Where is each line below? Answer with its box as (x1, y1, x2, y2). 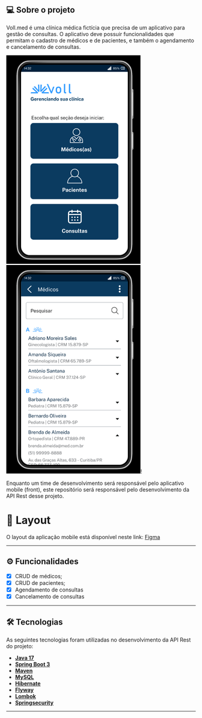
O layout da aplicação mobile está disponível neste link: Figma (6, 533, 161, 540)
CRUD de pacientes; (14, 579, 66, 586)
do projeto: (6, 642, 34, 649)
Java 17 (14, 654, 34, 661)
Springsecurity (14, 699, 54, 706)
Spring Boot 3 (14, 660, 50, 667)
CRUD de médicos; (14, 572, 63, 579)
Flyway (14, 686, 34, 693)
